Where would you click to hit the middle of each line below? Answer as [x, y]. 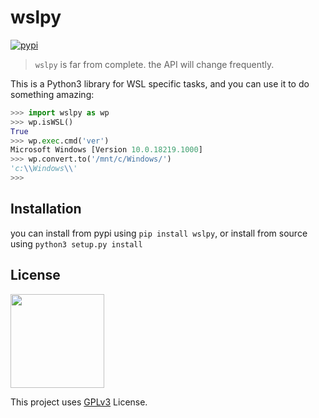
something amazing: [52, 94]
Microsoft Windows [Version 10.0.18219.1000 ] [106, 150]
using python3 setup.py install [76, 243]
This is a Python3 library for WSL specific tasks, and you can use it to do [160, 83]
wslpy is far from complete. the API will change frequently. [154, 64]
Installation [46, 209]
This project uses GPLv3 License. [79, 402]
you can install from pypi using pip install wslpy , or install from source [159, 233]
